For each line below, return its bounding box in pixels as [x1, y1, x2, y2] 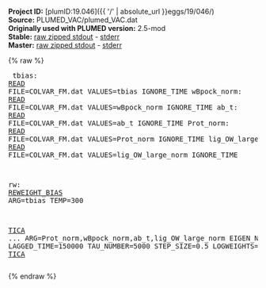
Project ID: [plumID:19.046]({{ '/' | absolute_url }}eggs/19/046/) [8, 7, 215, 16]
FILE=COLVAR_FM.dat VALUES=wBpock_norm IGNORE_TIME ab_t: [8, 103, 238, 112]
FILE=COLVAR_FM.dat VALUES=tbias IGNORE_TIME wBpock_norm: [8, 87, 243, 96]
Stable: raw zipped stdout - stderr [8, 32, 120, 41]
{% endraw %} [8, 271, 57, 281]
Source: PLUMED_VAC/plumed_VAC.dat [8, 15, 139, 25]
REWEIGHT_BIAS [8, 188, 63, 197]
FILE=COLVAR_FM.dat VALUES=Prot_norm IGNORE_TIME [8, 135, 205, 144]
